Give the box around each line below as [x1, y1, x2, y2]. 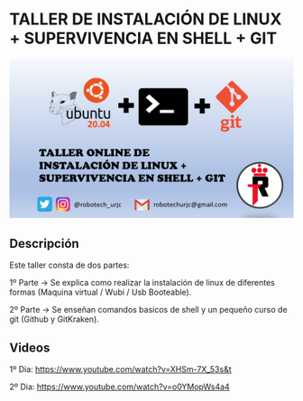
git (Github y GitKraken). [9, 314, 99, 324]
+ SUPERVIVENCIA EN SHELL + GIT [9, 28, 278, 49]
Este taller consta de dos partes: [9, 260, 130, 270]
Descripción [9, 235, 79, 251]
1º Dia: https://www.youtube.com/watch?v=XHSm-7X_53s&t [9, 364, 232, 375]
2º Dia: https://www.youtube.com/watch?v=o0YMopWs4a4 [9, 381, 230, 392]
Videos [9, 340, 50, 355]
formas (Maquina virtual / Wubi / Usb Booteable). [9, 287, 192, 297]
